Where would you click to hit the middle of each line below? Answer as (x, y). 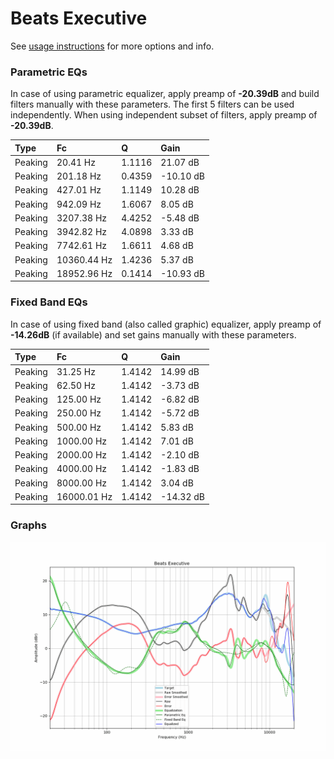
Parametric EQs (49, 72)
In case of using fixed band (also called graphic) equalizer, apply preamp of (166, 324)
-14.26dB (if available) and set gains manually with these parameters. (153, 334)
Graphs (28, 525)
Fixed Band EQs (49, 302)
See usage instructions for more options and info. (112, 46)
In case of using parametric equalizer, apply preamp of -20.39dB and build (165, 94)
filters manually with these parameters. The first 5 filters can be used (152, 104)
